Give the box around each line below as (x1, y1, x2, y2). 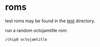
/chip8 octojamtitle (5, 37, 48, 42)
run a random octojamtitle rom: (5, 27, 68, 33)
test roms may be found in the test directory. (5, 18, 96, 24)
